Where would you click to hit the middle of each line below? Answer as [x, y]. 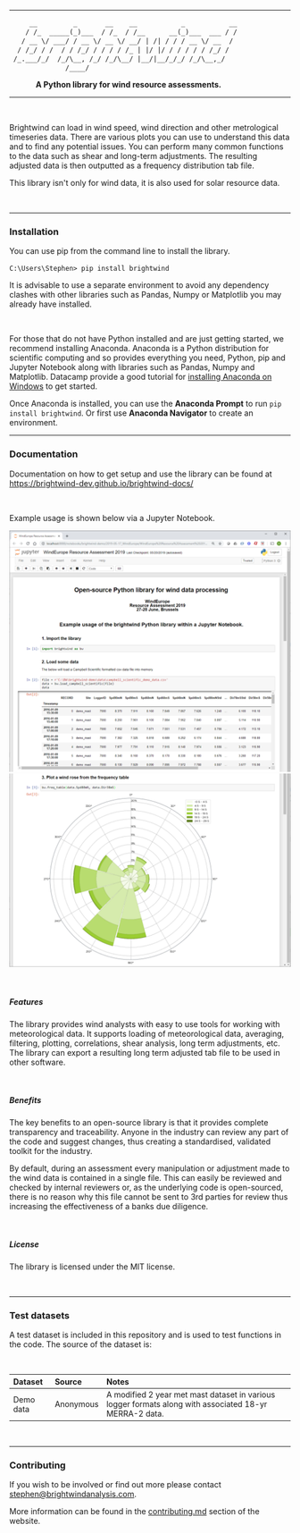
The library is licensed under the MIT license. [92, 1267]
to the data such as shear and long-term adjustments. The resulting [133, 156]
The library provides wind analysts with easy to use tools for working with [145, 1024]
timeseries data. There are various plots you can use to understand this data [150, 137]
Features [26, 1001]
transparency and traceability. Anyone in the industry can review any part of [149, 1133]
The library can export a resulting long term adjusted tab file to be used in [145, 1053]
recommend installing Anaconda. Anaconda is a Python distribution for [139, 349]
